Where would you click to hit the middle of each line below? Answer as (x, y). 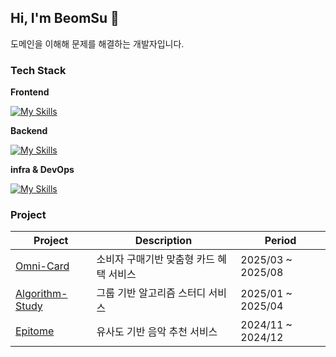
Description (163, 241)
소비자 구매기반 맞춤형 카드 (156, 259)
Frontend (30, 92)
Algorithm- (41, 294)
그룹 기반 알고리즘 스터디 (151, 293)
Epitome (35, 331)
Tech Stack (38, 70)
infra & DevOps (42, 170)
